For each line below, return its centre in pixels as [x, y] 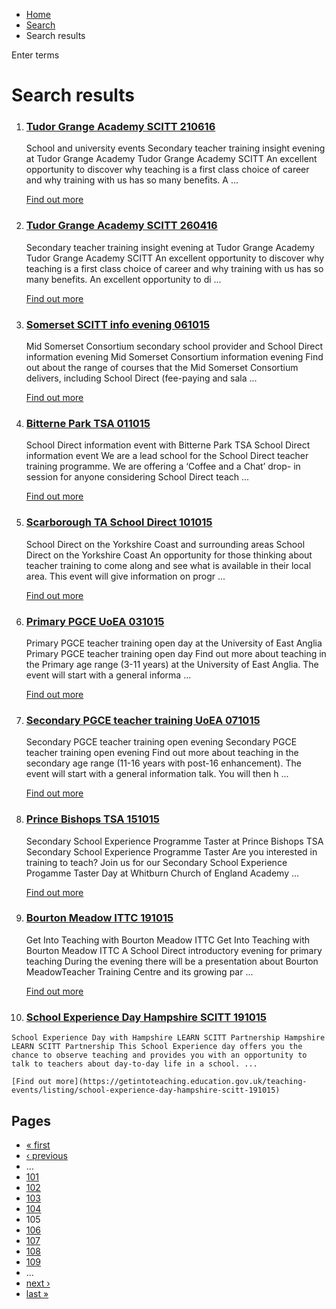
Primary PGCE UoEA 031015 [95, 621]
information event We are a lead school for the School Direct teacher [167, 456]
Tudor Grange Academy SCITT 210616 [120, 127]
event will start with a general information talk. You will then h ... [157, 774]
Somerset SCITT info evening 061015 [118, 324]
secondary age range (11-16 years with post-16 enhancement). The [163, 763]
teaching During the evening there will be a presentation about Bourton [172, 961]
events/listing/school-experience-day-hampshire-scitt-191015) [146, 1090]
